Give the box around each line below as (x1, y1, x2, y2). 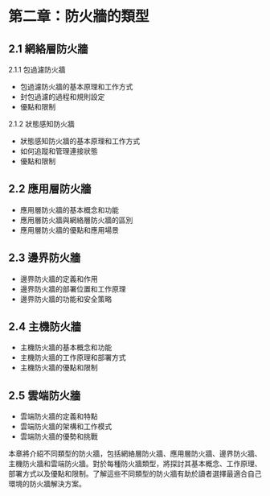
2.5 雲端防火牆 (8, 388, 81, 403)
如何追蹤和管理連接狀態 (19, 147, 98, 155)
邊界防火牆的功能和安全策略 (19, 294, 112, 304)
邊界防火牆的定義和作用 (19, 274, 98, 283)
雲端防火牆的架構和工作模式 (19, 422, 112, 432)
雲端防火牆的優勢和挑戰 (19, 432, 98, 441)
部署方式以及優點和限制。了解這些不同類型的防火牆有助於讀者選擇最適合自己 (8, 469, 262, 479)
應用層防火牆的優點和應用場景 (19, 225, 119, 234)
